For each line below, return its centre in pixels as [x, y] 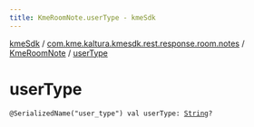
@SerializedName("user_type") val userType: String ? [111, 113]
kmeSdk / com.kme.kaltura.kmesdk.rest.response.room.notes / [127, 43]
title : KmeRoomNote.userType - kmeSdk [83, 18]
